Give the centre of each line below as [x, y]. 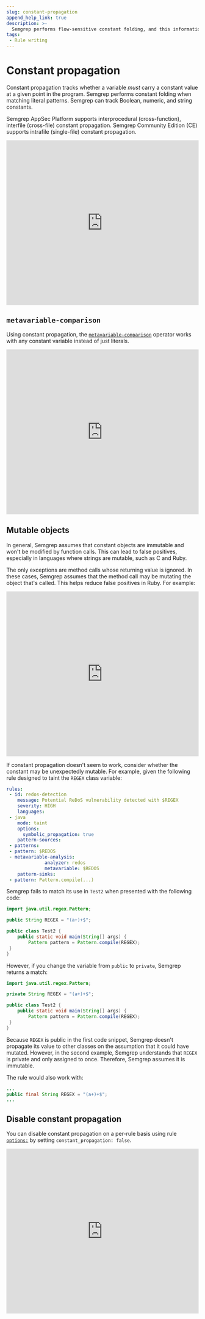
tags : [13, 35]
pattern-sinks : [37, 874]
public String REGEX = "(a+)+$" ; [49, 920]
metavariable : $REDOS [72, 868]
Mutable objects [38, 530]
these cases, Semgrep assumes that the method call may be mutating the [99, 576]
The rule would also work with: [45, 1077]
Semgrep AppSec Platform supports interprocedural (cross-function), [94, 118]
